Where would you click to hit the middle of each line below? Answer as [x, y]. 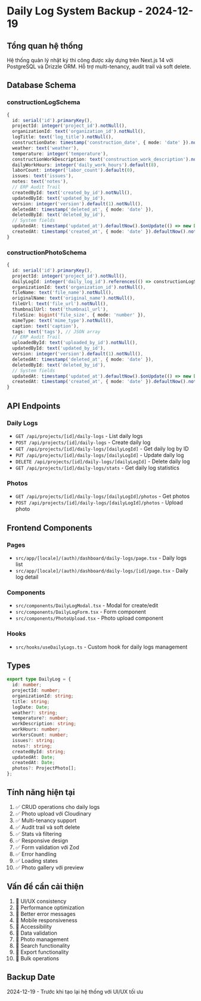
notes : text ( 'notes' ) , [40, 182]
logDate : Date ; [31, 707]
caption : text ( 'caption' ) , [46, 326]
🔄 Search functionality [43, 945]
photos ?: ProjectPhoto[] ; [44, 768]
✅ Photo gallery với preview [50, 867]
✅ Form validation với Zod [47, 847]
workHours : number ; [36, 729]
